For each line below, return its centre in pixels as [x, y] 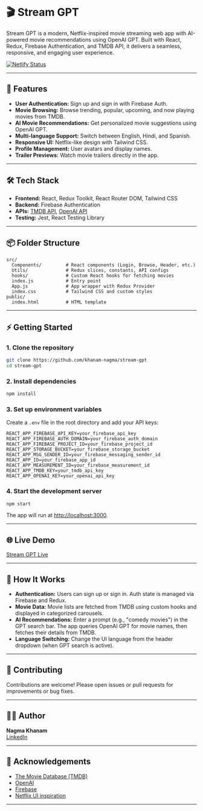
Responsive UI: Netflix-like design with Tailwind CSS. [81, 142]
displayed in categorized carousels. [59, 614]
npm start [19, 504]
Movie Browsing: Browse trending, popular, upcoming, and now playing [105, 110]
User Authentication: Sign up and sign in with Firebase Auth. [91, 104]
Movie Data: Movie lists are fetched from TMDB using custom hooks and [106, 607]
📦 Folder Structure [43, 243]
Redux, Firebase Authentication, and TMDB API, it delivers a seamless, [94, 46]
